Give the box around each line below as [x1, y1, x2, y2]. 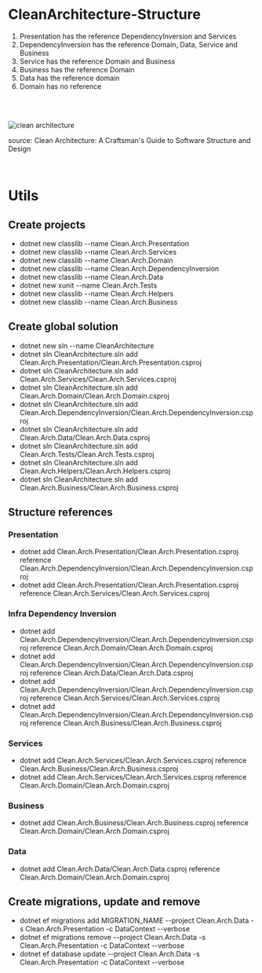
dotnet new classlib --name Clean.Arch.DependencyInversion [19, 263, 220, 273]
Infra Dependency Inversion [8, 608, 117, 619]
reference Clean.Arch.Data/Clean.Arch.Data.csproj [30, 668, 194, 677]
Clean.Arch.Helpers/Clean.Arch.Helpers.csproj [19, 466, 171, 475]
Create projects [8, 218, 86, 231]
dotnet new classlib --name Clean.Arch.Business [19, 297, 178, 307]
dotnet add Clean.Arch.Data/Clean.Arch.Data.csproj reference [19, 864, 220, 873]
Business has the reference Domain [19, 64, 135, 74]
